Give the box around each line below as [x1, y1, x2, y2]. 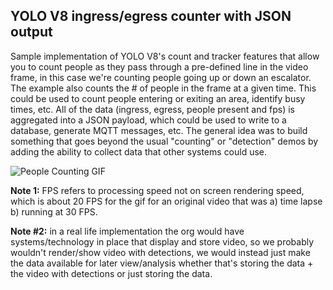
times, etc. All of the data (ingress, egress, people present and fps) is [10, 103, 295, 115]
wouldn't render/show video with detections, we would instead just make [10, 246, 311, 258]
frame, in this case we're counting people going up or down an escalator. [10, 71, 312, 83]
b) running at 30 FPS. [10, 205, 98, 218]
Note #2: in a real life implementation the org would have [10, 225, 245, 237]
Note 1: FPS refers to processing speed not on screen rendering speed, [10, 184, 305, 196]
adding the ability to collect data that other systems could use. [10, 145, 268, 158]
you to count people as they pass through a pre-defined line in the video [10, 60, 309, 73]
